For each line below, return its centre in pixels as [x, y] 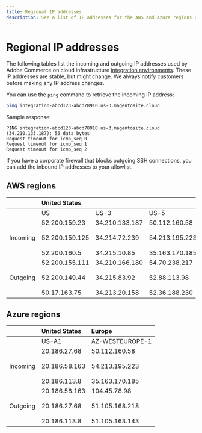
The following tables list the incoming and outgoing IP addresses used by [97, 64]
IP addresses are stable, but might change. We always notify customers [95, 76]
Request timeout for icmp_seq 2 [47, 149]
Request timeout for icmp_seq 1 [47, 144]
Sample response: [29, 117]
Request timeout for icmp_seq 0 [47, 139]
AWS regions [31, 186]
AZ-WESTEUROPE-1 [121, 341]
